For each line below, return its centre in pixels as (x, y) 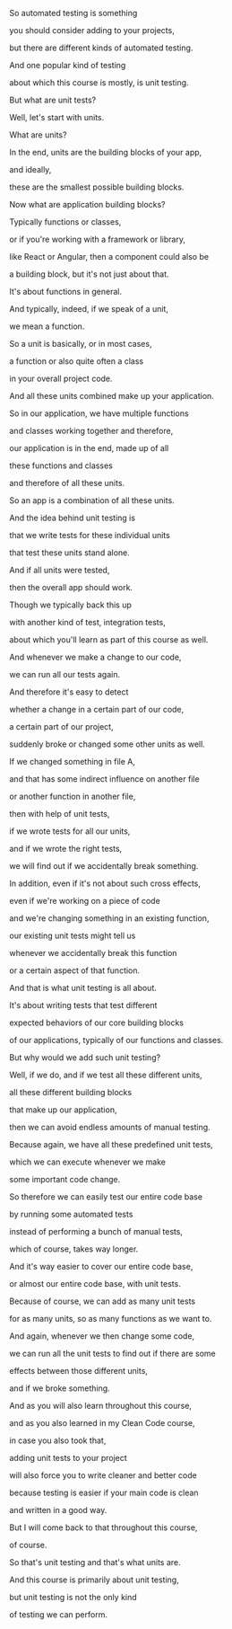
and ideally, (30, 169)
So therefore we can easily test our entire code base (106, 1197)
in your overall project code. (61, 378)
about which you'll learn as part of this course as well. (109, 640)
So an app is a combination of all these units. (92, 500)
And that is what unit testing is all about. (83, 988)
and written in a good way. (58, 1510)
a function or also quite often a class (77, 361)
